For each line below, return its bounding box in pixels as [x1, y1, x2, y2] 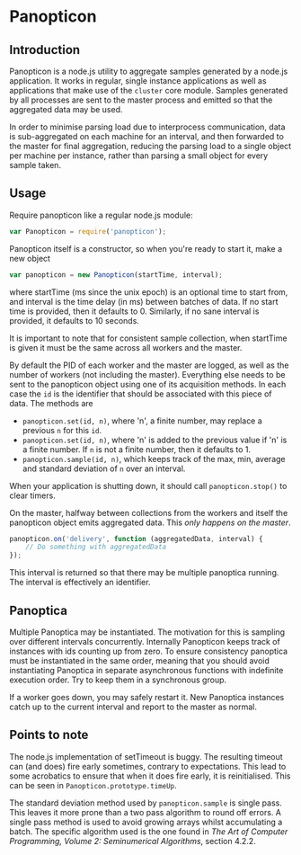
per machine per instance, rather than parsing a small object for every [9, 150, 269, 161]
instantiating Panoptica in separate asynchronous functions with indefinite [9, 665, 284, 675]
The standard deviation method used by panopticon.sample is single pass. [9, 797, 283, 808]
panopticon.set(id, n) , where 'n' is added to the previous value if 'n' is [22, 434, 288, 445]
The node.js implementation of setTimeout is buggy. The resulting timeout [9, 751, 283, 761]
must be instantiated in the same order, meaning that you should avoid [9, 655, 270, 666]
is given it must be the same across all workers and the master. [9, 342, 243, 352]
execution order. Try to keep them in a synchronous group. [9, 674, 227, 685]
